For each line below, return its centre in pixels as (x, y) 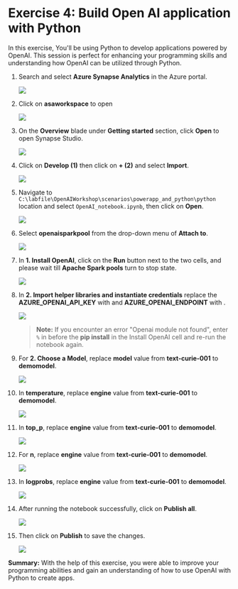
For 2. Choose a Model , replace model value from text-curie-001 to (118, 358)
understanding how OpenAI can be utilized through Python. (95, 62)
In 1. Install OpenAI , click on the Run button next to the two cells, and (120, 260)
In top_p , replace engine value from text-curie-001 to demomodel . (117, 427)
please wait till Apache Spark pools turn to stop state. (97, 268)
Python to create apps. (42, 578)
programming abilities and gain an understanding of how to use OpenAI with (120, 570)
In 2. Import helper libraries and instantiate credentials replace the (118, 294)
